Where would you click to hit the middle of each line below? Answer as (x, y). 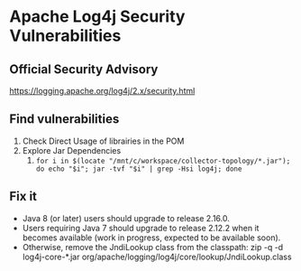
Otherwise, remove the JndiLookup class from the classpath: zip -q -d (153, 247)
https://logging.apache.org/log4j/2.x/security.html (102, 91)
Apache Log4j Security (97, 17)
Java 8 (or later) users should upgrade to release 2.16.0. (126, 218)
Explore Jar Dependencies (72, 150)
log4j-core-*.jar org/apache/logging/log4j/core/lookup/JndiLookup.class (157, 257)
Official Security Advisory (84, 69)
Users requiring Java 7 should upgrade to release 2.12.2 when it (141, 228)
